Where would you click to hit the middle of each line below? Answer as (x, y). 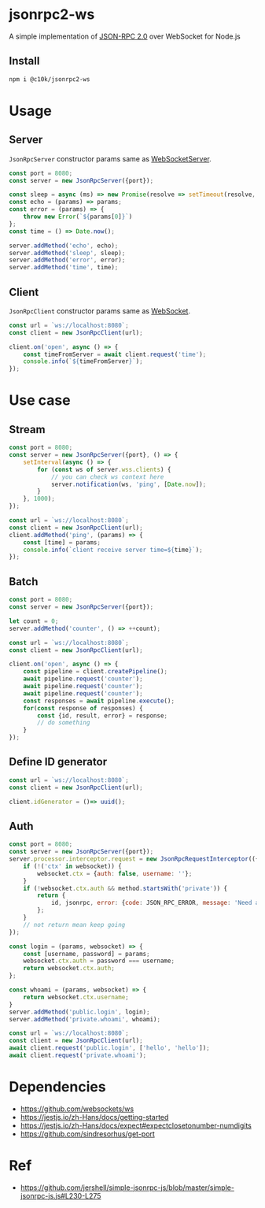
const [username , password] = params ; (86, 954)
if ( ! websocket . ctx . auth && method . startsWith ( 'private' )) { (125, 888)
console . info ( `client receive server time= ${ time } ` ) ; (113, 550)
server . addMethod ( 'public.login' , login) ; (79, 1012)
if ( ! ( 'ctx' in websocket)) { (73, 866)
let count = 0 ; (34, 621)
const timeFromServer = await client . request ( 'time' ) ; (115, 354)
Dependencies (57, 1087)
